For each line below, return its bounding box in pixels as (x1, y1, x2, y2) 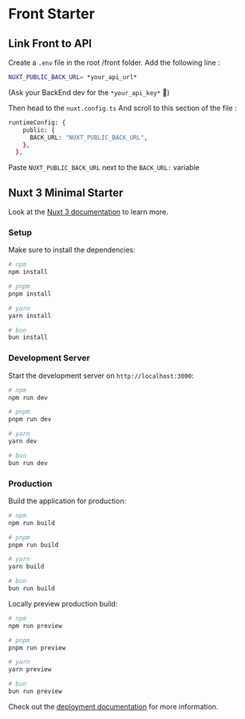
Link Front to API (8, 37, 92, 50)
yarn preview (8, 665, 52, 673)
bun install (8, 333, 48, 342)
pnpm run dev (8, 415, 52, 423)
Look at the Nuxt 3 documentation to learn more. (8, 207, 169, 216)
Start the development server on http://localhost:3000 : (8, 371, 194, 380)
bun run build (8, 585, 56, 593)
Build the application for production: (8, 496, 126, 506)
